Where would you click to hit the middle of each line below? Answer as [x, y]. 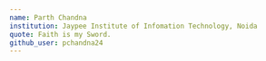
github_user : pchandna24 [56, 43]
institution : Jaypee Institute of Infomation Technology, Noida [133, 26]
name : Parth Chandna [49, 17]
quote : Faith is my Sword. [60, 34]
